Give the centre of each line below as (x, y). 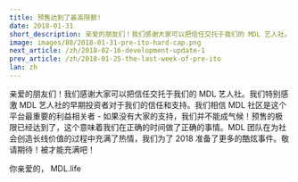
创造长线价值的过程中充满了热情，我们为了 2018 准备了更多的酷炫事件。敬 (153, 138)
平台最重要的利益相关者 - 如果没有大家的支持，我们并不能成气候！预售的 (142, 116)
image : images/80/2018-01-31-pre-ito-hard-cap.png (105, 42)
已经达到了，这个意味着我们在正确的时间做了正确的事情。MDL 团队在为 (148, 127)
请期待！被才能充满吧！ (52, 149)
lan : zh (24, 68)
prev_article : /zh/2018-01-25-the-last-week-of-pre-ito (115, 59)
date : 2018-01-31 (41, 26)
